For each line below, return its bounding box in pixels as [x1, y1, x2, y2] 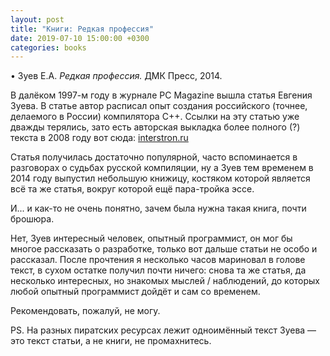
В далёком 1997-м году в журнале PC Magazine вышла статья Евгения [10, 89, 313, 101]
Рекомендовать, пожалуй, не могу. [10, 305, 161, 317]
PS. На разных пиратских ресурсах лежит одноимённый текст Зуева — [10, 324, 317, 336]
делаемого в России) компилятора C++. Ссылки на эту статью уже [10, 111, 300, 123]
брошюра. [10, 213, 55, 225]
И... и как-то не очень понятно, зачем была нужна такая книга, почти [10, 202, 307, 215]
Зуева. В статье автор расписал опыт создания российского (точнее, [10, 100, 308, 112]
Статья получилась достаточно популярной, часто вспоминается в [10, 151, 298, 163]
